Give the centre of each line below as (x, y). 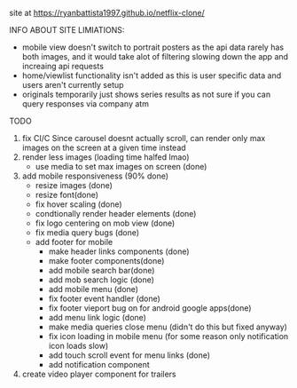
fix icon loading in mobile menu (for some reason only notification (168, 336)
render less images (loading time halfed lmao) (106, 157)
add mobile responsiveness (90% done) (95, 176)
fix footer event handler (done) (105, 298)
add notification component (99, 364)
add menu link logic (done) (97, 317)
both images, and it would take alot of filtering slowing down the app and (155, 56)
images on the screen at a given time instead (104, 147)
